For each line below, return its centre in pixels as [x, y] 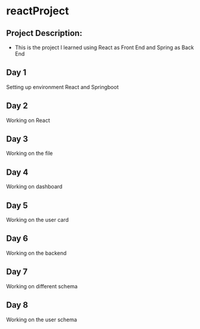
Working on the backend [36, 253]
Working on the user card [38, 220]
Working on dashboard [34, 187]
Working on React [28, 120]
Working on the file [30, 153]
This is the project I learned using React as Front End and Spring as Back [104, 47]
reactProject [38, 11]
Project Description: [44, 33]
